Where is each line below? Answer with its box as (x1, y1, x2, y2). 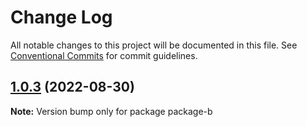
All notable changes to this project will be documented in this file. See (10, 39, 298, 51)
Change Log (10, 6, 113, 29)
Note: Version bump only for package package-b (10, 105, 213, 117)
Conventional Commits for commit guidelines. (10, 49, 198, 61)
